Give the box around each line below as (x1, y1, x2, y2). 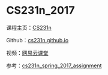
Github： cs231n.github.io (6, 36, 69, 43)
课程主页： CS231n (6, 24, 52, 31)
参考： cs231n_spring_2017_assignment (6, 62, 102, 69)
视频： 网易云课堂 (6, 49, 49, 57)
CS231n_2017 (6, 4, 75, 17)
